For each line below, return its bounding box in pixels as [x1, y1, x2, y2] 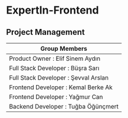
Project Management [6, 27, 85, 37]
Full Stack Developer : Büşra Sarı [9, 64, 100, 72]
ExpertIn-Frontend [6, 4, 99, 17]
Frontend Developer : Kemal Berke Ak [9, 83, 113, 91]
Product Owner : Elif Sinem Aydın [9, 54, 101, 63]
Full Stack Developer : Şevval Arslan [9, 74, 109, 81]
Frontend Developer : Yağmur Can [9, 93, 103, 101]
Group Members [40, 45, 87, 53]
